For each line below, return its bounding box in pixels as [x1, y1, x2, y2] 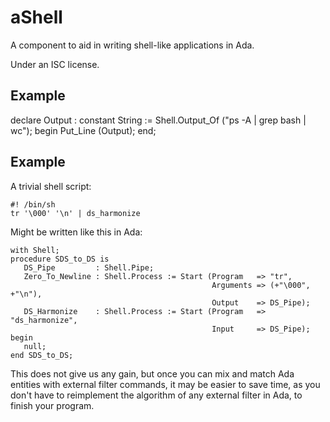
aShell [10, 6, 63, 29]
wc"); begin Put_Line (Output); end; [10, 124, 157, 136]
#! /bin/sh [10, 199, 56, 210]
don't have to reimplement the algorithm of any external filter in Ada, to [10, 389, 303, 401]
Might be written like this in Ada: [10, 226, 143, 238]
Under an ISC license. [10, 58, 100, 70]
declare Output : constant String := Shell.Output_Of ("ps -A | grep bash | [10, 114, 307, 126]
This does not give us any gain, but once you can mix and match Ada [10, 367, 295, 380]
